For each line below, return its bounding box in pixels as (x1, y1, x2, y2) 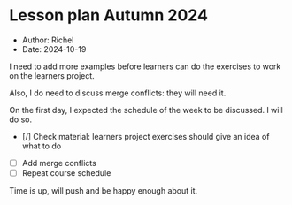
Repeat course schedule (21, 168, 111, 178)
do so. (9, 114, 33, 125)
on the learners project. (9, 70, 95, 80)
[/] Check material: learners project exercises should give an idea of (21, 131, 270, 141)
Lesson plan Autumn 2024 (9, 5, 208, 26)
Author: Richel (21, 34, 74, 45)
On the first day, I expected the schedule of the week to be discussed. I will (9, 104, 283, 115)
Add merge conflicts (21, 157, 97, 168)
